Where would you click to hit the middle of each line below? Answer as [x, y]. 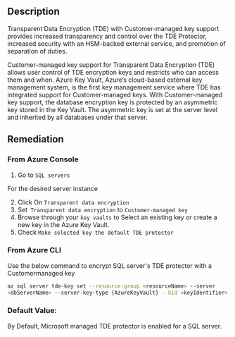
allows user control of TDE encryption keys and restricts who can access [113, 72]
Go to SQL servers [44, 175]
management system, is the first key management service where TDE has [114, 87]
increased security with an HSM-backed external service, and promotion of [117, 43]
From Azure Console [43, 159]
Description [33, 12]
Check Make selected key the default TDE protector [95, 232]
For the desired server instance [53, 188]
